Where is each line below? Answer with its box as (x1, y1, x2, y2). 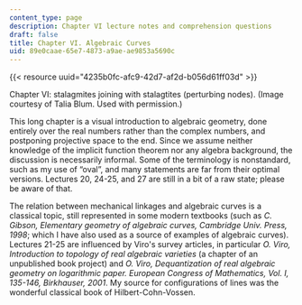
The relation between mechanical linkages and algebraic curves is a (9, 200, 262, 212)
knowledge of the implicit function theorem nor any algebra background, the (9, 145, 293, 156)
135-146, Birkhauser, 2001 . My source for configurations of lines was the (9, 277, 279, 289)
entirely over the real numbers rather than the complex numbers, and (9, 125, 266, 136)
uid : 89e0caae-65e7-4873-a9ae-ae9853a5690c (9, 47, 176, 56)
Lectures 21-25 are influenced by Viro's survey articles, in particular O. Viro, (9, 239, 291, 250)
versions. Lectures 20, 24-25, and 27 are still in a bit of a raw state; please (9, 173, 286, 185)
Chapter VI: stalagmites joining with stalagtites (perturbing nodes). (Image (9, 89, 284, 100)
